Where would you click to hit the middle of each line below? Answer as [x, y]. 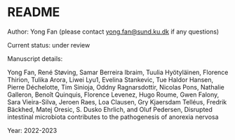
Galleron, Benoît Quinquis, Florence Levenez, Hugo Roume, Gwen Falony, [113, 94]
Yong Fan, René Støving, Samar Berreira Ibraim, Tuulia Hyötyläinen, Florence [118, 72]
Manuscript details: [35, 58]
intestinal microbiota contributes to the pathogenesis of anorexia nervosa [113, 117]
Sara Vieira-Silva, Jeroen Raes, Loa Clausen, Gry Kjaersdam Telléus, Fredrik [117, 101]
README [34, 12]
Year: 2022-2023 [32, 130]
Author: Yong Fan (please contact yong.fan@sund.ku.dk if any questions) [113, 31]
